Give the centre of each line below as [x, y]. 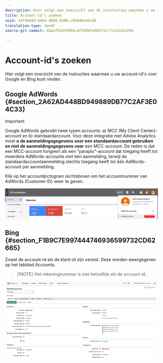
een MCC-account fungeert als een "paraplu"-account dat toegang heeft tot [81, 151]
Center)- [149, 131]
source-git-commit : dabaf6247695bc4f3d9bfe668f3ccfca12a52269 [69, 31]
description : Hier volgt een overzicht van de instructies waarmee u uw [80, 10]
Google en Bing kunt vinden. [33, 79]
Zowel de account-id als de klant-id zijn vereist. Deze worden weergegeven [81, 260]
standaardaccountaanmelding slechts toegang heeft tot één [65, 161]
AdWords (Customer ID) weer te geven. [44, 181]
